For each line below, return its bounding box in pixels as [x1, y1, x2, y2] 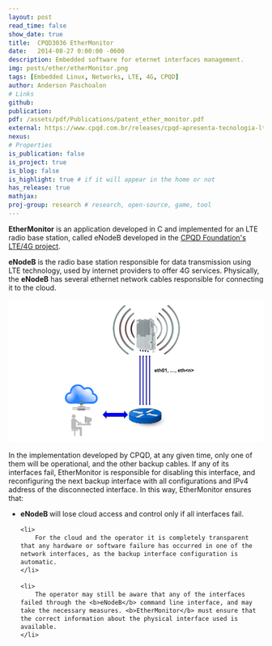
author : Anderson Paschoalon [8, 81, 107, 89]
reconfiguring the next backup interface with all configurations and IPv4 [8, 476, 249, 486]
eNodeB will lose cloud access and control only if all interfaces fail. [19, 509, 244, 519]
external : [8, 124, 42, 133]
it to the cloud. [8, 283, 57, 292]
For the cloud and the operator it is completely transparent [35, 534, 249, 542]
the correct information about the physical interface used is [19, 615, 239, 623]
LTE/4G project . [8, 241, 61, 251]
